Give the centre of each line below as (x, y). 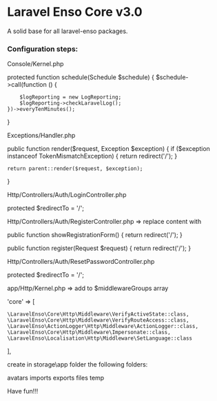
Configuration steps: (43, 49)
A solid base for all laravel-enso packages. (68, 31)
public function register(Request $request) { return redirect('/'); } (99, 248)
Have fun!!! (23, 391)
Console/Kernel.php (35, 64)
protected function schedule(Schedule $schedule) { (81, 77)
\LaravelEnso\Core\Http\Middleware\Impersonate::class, (89, 332)
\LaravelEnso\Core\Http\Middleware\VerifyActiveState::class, (98, 314)
